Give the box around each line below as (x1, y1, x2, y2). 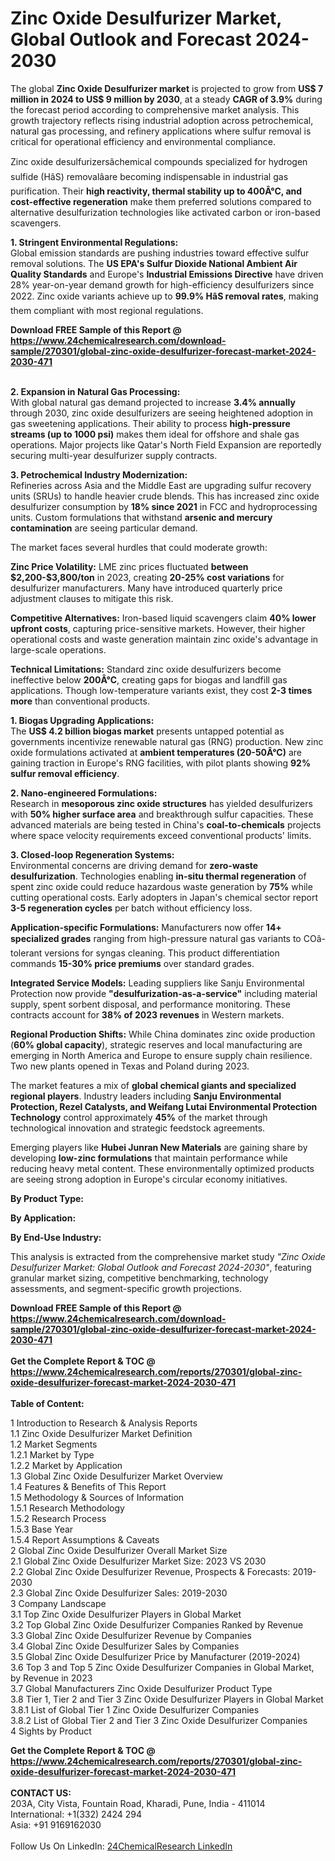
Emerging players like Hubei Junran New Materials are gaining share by (10, 1141, 308, 1153)
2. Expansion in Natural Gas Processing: (10, 385, 181, 397)
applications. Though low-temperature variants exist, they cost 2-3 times (10, 684, 313, 696)
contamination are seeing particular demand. (10, 522, 198, 534)
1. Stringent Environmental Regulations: (10, 236, 179, 248)
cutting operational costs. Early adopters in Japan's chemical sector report (10, 891, 318, 903)
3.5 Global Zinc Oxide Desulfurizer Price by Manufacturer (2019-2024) (10, 1650, 301, 1662)
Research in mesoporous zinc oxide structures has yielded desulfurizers (10, 797, 313, 809)
